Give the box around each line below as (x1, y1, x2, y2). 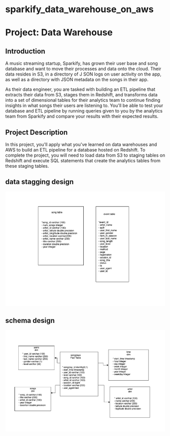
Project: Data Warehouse (5, 27, 113, 39)
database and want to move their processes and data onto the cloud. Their (5, 66, 161, 72)
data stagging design (5, 177, 74, 186)
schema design (5, 316, 55, 325)
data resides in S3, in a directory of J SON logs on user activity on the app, (5, 71, 161, 77)
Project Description (5, 128, 68, 136)
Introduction (5, 47, 46, 55)
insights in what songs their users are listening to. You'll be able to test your (5, 102, 163, 108)
